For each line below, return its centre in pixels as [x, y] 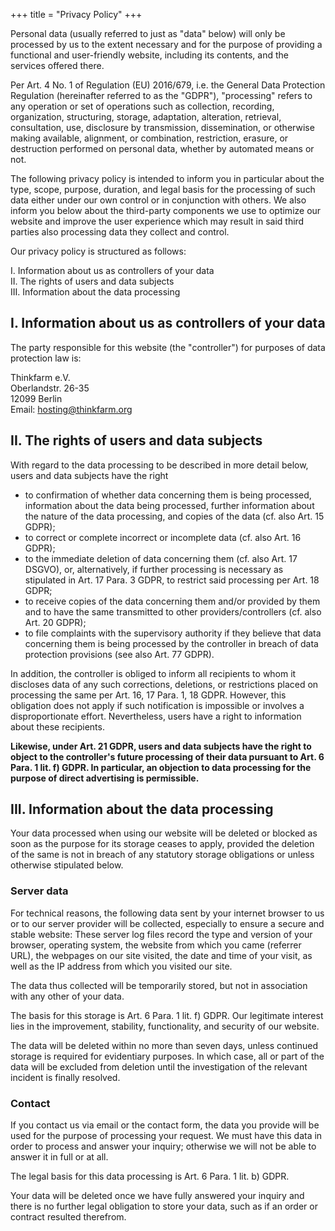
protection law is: [46, 358]
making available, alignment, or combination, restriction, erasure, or [149, 138]
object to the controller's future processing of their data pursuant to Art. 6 [167, 756]
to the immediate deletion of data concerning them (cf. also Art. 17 [161, 558]
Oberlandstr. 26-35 [50, 388]
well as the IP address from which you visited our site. [121, 966]
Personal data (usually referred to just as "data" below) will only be [148, 33]
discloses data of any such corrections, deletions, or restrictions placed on [164, 684]
